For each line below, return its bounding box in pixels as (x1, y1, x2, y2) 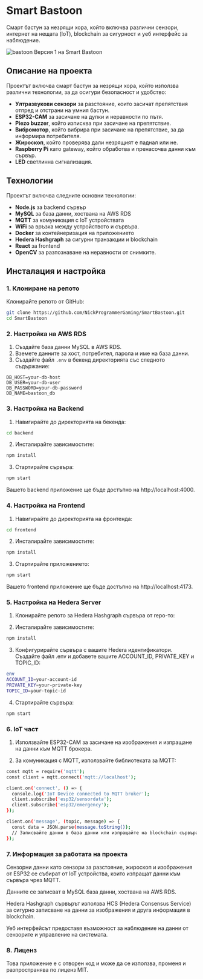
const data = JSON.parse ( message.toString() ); (11, 824, 131, 830)
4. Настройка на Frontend (6, 501, 85, 509)
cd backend (6, 430, 34, 436)
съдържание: (14, 363, 50, 370)
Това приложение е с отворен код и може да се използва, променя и (6, 960, 186, 967)
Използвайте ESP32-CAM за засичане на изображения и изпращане (14, 738, 192, 746)
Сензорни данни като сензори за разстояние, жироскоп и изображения (6, 863, 193, 871)
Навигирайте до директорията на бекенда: (14, 418, 126, 425)
